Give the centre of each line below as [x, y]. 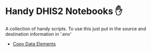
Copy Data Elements [34, 44]
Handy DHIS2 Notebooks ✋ [64, 11]
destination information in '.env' [38, 34]
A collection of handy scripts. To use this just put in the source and [76, 29]
